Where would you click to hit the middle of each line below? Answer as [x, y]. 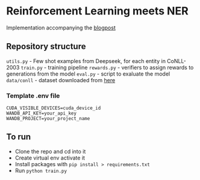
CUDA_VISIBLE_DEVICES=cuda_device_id [54, 108]
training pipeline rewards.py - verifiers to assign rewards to [121, 67]
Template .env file [33, 95]
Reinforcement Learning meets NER [97, 11]
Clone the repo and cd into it [50, 151]
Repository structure [46, 46]
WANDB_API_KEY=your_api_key [42, 113]
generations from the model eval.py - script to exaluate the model [88, 74]
